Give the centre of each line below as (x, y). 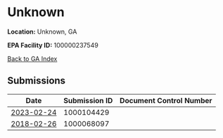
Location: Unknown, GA (42, 32)
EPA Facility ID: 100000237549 (53, 45)
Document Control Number (166, 100)
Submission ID (88, 100)
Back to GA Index (32, 58)
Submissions (36, 81)
